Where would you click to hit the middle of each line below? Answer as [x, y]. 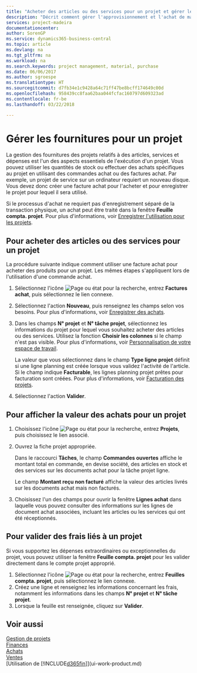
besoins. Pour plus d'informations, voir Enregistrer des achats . [90, 312]
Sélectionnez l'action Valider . [50, 396]
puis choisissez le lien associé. [52, 435]
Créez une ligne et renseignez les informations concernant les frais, [96, 587]
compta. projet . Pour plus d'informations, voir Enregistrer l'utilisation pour [95, 216]
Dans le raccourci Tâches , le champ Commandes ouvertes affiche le [98, 458]
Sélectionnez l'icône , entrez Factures [101, 288]
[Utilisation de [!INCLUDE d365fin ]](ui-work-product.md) [74, 663]
